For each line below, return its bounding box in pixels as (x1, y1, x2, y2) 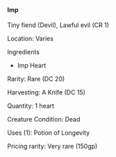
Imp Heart (17, 61, 47, 69)
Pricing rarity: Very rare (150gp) (7, 142, 98, 151)
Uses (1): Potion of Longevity (7, 129, 90, 137)
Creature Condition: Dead (7, 115, 81, 124)
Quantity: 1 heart (7, 101, 54, 110)
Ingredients (7, 48, 40, 56)
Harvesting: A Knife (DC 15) (7, 88, 85, 97)
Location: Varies (7, 35, 54, 43)
